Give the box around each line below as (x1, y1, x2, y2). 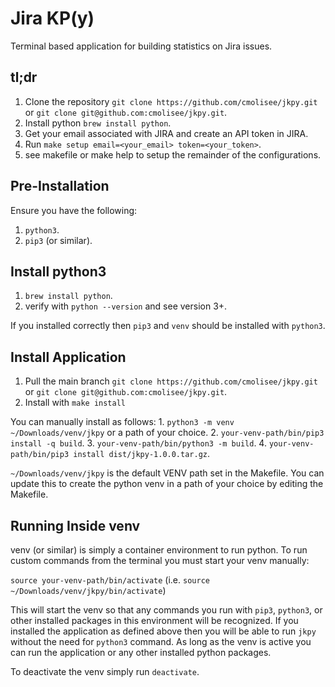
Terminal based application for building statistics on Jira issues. (10, 40, 273, 52)
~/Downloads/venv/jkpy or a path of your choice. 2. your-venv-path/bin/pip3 (10, 427, 325, 439)
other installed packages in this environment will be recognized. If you (10, 615, 299, 626)
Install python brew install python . (24, 117, 172, 129)
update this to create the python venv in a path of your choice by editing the (10, 478, 324, 490)
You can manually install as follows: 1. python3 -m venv (10, 416, 235, 428)
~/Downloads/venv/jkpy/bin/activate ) (10, 585, 167, 596)
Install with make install (24, 397, 126, 409)
